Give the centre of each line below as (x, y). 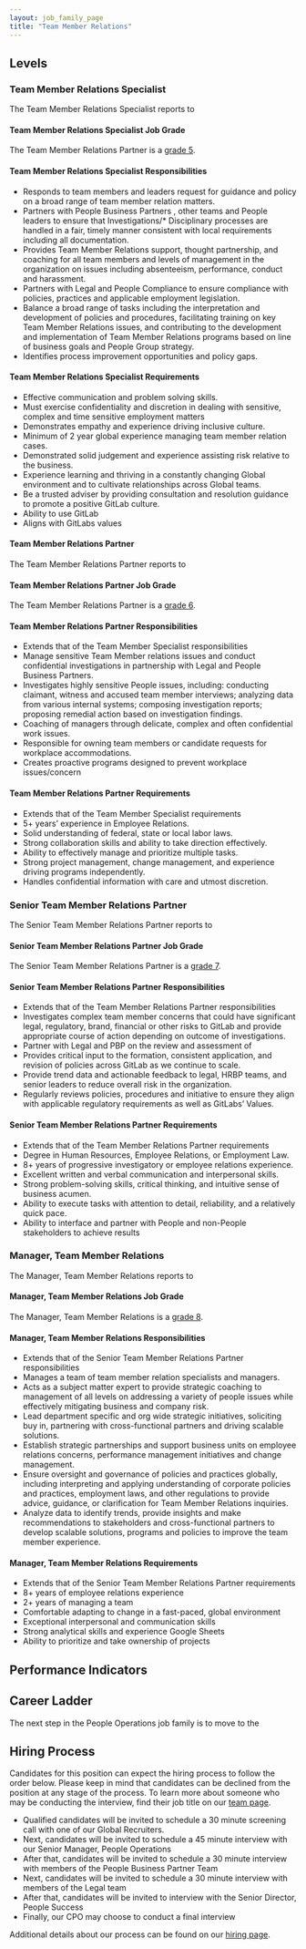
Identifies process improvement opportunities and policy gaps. (140, 356)
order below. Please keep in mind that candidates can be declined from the (150, 1783)
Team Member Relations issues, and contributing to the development (152, 327)
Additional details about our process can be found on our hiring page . (140, 1934)
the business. (48, 465)
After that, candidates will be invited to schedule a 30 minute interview (155, 1859)
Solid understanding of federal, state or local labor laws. (128, 833)
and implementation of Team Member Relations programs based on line (157, 336)
